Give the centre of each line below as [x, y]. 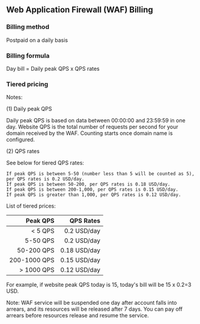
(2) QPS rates [23, 151]
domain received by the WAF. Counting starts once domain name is [89, 133]
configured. [20, 140]
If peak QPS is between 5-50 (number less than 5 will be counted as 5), [101, 174]
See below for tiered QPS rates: [45, 163]
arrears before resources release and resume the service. [77, 316]
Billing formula [28, 55]
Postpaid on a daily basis [37, 40]
